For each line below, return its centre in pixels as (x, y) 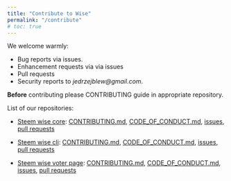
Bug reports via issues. (50, 59)
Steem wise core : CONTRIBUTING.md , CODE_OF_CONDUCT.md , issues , (121, 122)
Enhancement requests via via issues (70, 67)
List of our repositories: (41, 108)
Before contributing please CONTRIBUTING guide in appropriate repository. (115, 95)
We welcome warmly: (38, 46)
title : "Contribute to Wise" (49, 13)
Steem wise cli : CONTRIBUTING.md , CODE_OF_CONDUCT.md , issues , (118, 142)
